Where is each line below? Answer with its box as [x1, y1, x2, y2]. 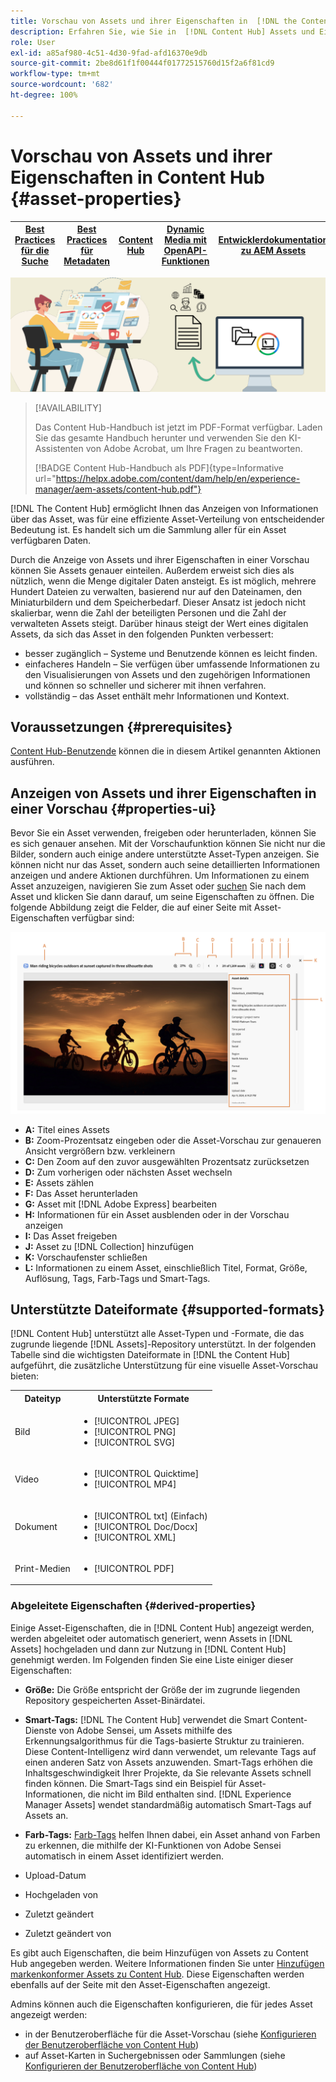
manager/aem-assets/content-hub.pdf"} [34, 483, 202, 495]
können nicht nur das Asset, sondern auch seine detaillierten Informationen [10, 859, 321, 871]
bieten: [10, 1370, 40, 1382]
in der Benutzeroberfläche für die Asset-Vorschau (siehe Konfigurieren [24, 2028, 317, 2040]
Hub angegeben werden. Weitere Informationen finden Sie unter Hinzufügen [10, 1957, 325, 1969]
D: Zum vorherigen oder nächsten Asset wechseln [24, 1166, 233, 1178]
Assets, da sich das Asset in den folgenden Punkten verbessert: [10, 628, 274, 640]
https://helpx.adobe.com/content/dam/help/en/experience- [55, 472, 301, 484]
